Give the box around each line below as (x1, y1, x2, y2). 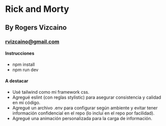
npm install (12, 61, 35, 67)
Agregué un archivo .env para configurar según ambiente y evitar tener (12, 105, 158, 111)
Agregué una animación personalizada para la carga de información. (12, 115, 153, 121)
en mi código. (12, 99, 41, 105)
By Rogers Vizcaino (5, 23, 67, 32)
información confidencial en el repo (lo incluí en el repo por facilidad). (12, 110, 155, 116)
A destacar (5, 78, 29, 84)
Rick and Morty (5, 3, 69, 15)
